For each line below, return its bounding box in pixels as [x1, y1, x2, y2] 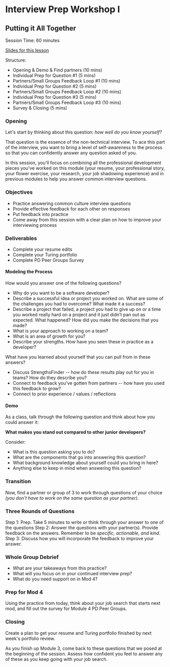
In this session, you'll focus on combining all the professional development [5, 159, 161, 166]
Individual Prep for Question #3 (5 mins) [12, 94, 97, 100]
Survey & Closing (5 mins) [12, 105, 68, 111]
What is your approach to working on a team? [12, 328, 108, 334]
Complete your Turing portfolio [12, 251, 77, 258]
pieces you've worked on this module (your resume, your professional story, [5, 165, 165, 171]
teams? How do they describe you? [12, 375, 87, 381]
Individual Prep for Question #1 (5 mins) [12, 72, 96, 78]
